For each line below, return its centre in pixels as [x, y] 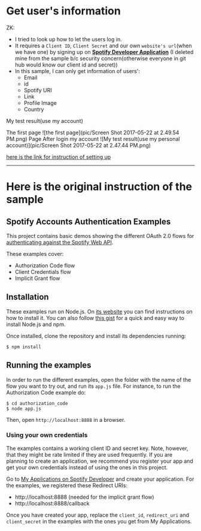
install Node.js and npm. [36, 324]
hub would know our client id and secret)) [66, 65]
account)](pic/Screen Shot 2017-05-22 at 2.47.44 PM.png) [79, 145]
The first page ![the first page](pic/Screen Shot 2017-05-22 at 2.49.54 [93, 132]
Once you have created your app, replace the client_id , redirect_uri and [98, 515]
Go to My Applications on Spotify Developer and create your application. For [100, 479]
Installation [28, 297]
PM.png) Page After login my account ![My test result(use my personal [93, 138]
